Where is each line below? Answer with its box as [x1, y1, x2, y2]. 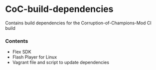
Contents [5, 37, 28, 44]
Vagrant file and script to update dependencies [12, 60, 110, 66]
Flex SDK [12, 49, 31, 55]
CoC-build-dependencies [5, 3, 114, 15]
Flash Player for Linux [12, 54, 57, 60]
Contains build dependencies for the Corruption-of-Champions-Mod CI [5, 20, 152, 26]
